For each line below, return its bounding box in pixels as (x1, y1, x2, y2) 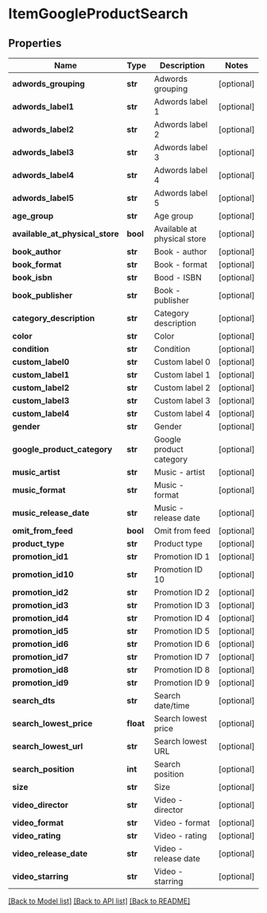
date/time (153, 700, 190, 711)
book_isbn (12, 272, 53, 283)
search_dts (12, 695, 56, 706)
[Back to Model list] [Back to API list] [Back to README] (8, 896, 191, 906)
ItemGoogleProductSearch (8, 5, 188, 23)
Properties (8, 37, 62, 50)
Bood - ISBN (153, 272, 202, 283)
